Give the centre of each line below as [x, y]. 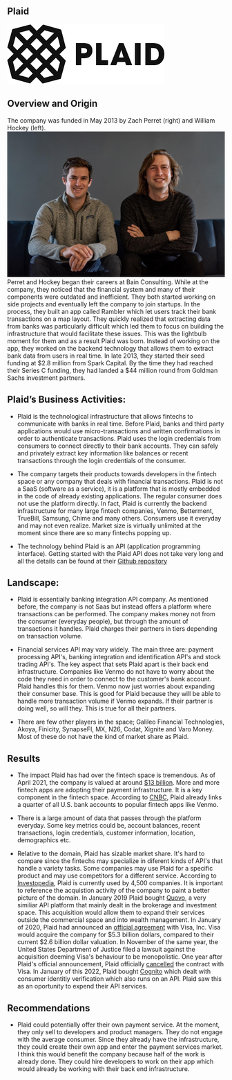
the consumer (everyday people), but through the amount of [103, 621]
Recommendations [49, 1008]
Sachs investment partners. [46, 378]
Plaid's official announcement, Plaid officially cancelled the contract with [120, 964]
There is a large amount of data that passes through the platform [109, 818]
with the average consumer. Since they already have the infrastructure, [118, 1040]
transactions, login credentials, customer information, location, [106, 833]
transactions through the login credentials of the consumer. [101, 460]
